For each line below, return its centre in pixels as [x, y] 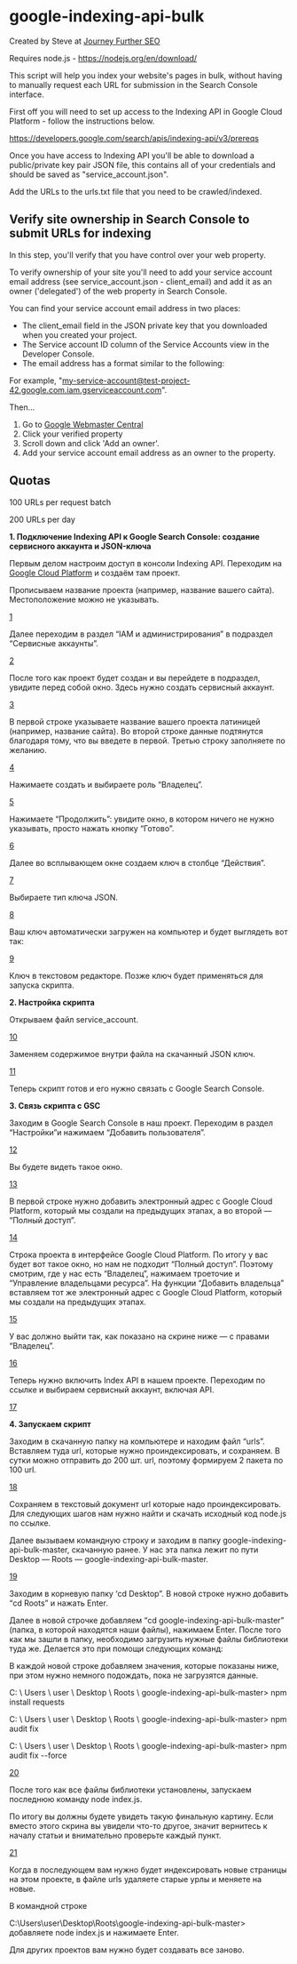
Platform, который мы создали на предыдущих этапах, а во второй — [141, 1210]
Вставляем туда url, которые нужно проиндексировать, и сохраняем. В [145, 1450]
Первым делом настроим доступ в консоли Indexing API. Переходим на [145, 563]
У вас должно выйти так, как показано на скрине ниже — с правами [139, 1336]
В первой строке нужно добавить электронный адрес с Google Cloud [141, 1201]
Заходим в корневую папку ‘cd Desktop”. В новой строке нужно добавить [149, 1593]
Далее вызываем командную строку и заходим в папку [115, 1540]
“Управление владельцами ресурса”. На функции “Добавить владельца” [147, 1283]
